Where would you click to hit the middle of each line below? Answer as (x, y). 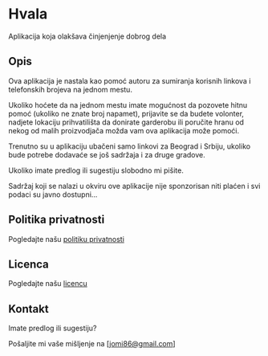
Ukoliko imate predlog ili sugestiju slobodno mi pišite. (96, 170)
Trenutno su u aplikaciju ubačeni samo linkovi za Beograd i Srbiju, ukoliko (130, 146)
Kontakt (29, 309)
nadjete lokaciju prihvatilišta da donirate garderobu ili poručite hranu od (126, 122)
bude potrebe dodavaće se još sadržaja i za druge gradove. (107, 154)
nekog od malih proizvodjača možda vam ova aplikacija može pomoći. (124, 130)
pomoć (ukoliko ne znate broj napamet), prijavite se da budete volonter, (126, 113)
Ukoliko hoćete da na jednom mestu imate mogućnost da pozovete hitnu (128, 104)
